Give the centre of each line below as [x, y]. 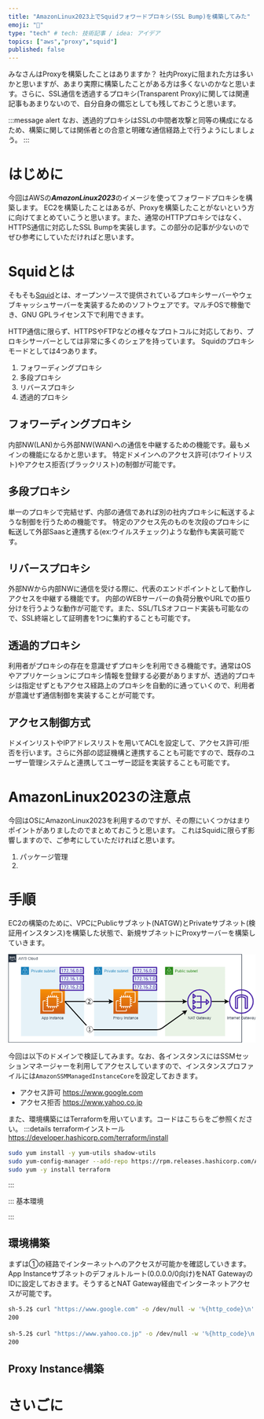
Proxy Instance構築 [56, 1368]
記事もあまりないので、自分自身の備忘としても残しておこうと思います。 [125, 104]
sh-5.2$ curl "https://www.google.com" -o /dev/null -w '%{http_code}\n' [132, 1309]
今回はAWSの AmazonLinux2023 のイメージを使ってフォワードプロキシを [127, 198]
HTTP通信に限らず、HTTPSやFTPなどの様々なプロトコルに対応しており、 [128, 331]
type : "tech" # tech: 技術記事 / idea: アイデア [84, 33]
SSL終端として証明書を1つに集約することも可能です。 [108, 618]
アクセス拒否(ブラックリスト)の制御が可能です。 [103, 464]
